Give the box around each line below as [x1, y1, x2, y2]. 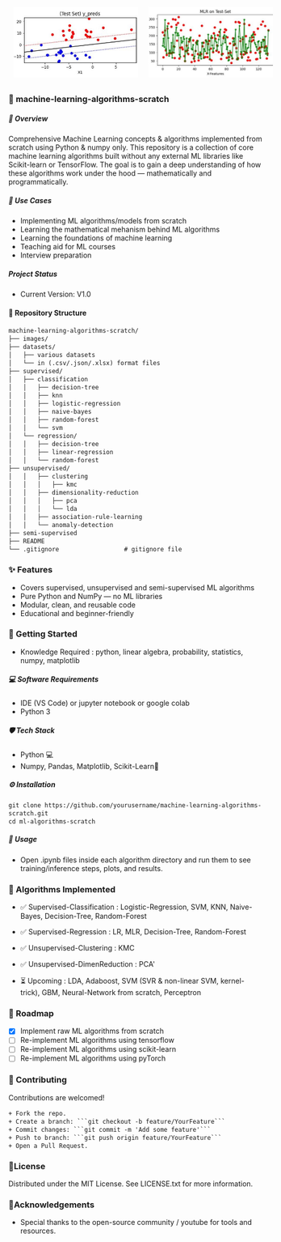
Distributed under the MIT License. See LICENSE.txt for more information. [8, 1179, 254, 1189]
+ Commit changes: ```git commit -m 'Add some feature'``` [8, 1125, 212, 1134]
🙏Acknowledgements [8, 1199, 95, 1210]
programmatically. [8, 177, 69, 187]
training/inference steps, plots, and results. [19, 863, 163, 873]
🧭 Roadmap [8, 1007, 54, 1019]
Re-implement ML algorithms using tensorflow [19, 1036, 175, 1045]
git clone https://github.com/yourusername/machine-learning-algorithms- [8, 801, 262, 810]
